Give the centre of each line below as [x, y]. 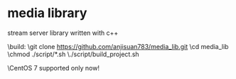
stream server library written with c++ [63, 33]
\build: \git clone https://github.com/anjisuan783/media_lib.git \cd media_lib [118, 46]
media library [47, 13]
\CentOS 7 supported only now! [53, 68]
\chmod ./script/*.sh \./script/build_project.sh [74, 54]
